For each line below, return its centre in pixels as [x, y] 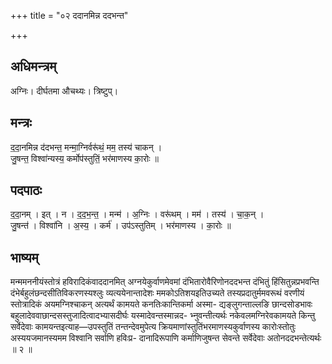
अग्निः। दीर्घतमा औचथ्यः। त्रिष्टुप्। [64, 91]
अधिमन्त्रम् [33, 66]
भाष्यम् [24, 257]
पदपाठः [26, 190]
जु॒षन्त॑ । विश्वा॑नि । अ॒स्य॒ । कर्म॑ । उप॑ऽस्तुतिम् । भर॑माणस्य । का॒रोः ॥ [121, 226]
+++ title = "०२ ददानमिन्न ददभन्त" [69, 15]
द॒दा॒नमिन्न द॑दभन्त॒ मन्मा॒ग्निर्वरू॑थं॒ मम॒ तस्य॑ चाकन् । [86, 147]
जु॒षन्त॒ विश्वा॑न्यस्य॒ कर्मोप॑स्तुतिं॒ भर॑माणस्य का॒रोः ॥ [84, 158]
